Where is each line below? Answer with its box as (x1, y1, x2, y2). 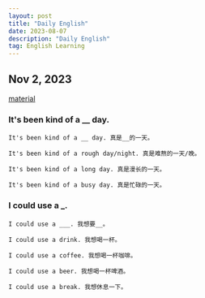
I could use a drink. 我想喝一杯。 (8, 235, 122, 244)
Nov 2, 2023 (8, 72, 72, 86)
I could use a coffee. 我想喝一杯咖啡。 (8, 251, 137, 260)
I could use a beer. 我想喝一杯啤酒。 (8, 267, 130, 275)
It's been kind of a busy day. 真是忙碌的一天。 (8, 181, 166, 189)
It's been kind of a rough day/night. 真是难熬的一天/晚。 (8, 149, 201, 158)
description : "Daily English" (8, 34, 111, 43)
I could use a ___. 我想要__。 (8, 220, 109, 228)
